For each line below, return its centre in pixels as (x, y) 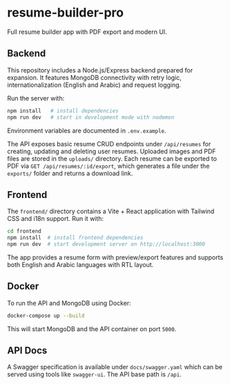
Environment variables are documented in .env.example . (87, 130)
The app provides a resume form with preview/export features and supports (115, 257)
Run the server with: (36, 98)
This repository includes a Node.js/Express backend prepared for (100, 70)
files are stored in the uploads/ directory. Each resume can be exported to (112, 158)
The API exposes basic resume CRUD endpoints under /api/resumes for (109, 144)
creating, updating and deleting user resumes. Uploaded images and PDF (112, 151)
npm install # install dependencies (63, 111)
